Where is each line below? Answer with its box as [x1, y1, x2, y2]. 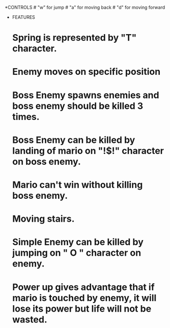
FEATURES [12, 14, 35, 20]
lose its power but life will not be [12, 303, 152, 314]
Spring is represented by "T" [12, 32, 137, 44]
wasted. [12, 314, 48, 325]
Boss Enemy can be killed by [12, 134, 135, 145]
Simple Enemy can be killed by [12, 236, 144, 248]
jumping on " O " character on [12, 247, 141, 259]
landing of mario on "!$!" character [12, 145, 164, 157]
